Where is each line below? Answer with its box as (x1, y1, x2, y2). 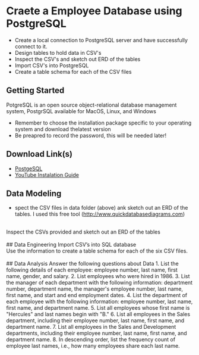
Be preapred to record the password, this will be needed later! (14, 132, 167, 139)
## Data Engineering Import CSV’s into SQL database (6, 241, 137, 248)
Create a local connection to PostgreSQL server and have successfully (14, 36, 188, 43)
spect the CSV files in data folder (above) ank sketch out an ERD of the (14, 204, 188, 211)
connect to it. (14, 43, 48, 50)
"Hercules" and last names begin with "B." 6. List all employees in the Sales (6, 311, 191, 318)
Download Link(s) (6, 149, 73, 159)
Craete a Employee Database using (6, 4, 182, 18)
